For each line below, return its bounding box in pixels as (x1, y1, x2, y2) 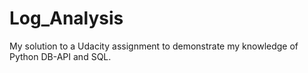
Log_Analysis (9, 7, 124, 30)
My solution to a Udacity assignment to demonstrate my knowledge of (9, 40, 299, 52)
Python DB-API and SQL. (9, 50, 112, 62)
